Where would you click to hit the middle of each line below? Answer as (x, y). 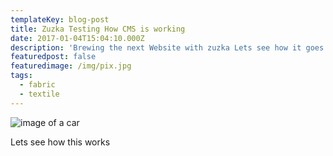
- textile (39, 94)
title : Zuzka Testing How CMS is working (98, 29)
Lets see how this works (60, 142)
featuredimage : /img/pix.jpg (71, 66)
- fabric (37, 85)
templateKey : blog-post (60, 19)
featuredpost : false (53, 57)
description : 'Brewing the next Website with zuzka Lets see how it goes (167, 47)
